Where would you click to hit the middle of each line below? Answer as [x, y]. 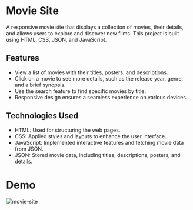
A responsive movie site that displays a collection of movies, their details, [95, 27]
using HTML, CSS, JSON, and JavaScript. [56, 39]
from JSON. [29, 149]
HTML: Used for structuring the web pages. [67, 130]
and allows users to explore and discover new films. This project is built [93, 33]
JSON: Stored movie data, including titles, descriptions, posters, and [97, 155]
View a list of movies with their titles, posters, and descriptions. [91, 72]
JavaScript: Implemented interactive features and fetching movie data [99, 142]
